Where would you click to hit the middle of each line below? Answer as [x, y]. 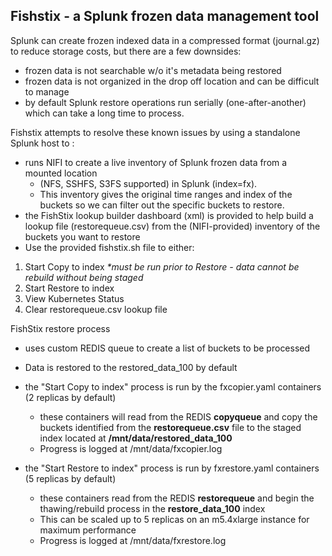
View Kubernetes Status [74, 298]
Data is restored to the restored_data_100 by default [131, 367]
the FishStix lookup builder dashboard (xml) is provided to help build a [169, 215]
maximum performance [88, 530]
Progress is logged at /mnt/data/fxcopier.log [131, 448]
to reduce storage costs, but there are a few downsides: [126, 51]
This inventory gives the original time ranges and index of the [166, 194]
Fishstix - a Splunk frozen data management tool [165, 16]
